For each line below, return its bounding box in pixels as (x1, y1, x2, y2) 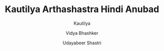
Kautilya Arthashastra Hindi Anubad (5, 4, 159, 15)
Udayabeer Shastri (62, 39, 102, 46)
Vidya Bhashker (65, 30, 99, 36)
